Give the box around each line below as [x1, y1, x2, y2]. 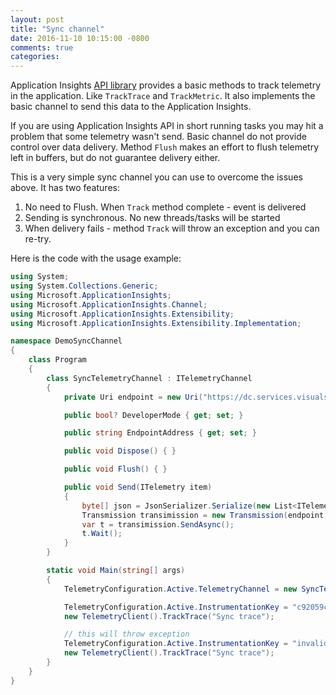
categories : [10, 52, 60, 62]
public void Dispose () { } [63, 446, 177, 456]
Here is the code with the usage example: [10, 252, 182, 265]
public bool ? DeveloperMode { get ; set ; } [63, 410, 244, 420]
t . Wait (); [81, 529, 123, 539]
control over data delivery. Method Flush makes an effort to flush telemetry [10, 141, 320, 153]
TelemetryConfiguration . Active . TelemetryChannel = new [63, 584, 298, 594]
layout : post [10, 14, 65, 25]
